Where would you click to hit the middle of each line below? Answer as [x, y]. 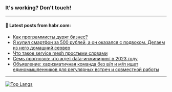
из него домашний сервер [41, 48]
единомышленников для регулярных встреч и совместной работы [86, 69]
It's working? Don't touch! [38, 8]
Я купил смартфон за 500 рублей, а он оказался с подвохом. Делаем [89, 42]
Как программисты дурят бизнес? [50, 37]
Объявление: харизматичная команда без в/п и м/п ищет [76, 64]
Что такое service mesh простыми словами [60, 53]
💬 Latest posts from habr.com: [38, 25]
